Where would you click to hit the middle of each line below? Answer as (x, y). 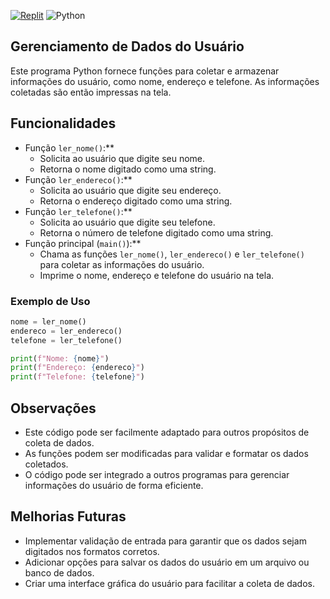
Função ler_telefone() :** (78, 211)
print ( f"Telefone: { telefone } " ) (77, 377)
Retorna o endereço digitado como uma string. (136, 201)
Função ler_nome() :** (69, 147)
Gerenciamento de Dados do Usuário (127, 46)
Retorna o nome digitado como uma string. (128, 169)
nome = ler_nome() (48, 321)
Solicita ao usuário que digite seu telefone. (127, 222)
